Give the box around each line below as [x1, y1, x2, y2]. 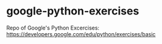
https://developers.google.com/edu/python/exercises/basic [6, 30, 156, 37]
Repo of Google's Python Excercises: [6, 24, 99, 31]
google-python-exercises [6, 4, 139, 18]
